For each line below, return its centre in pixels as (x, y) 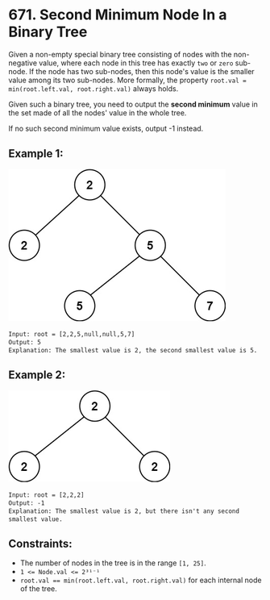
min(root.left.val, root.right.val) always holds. (93, 88)
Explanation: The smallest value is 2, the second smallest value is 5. (133, 350)
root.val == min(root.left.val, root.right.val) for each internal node (141, 580)
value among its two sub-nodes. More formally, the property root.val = (128, 80)
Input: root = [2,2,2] (46, 495)
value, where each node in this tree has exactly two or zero (136, 63)
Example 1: (36, 154)
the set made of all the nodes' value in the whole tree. (98, 112)
